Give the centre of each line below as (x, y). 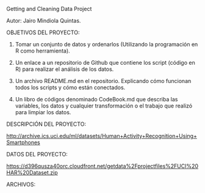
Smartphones (23, 142)
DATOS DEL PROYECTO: (37, 154)
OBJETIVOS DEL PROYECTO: (43, 32)
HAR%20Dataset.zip (32, 173)
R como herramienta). (42, 51)
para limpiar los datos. (43, 112)
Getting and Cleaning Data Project (49, 9)
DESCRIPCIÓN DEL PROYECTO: (46, 124)
